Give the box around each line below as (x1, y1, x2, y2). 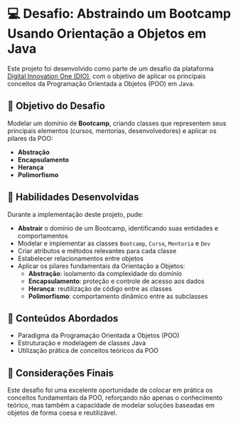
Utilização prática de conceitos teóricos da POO (17, 346, 158, 355)
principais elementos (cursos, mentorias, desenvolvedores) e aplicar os (7, 126, 217, 135)
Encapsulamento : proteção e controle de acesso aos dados (28, 277, 205, 285)
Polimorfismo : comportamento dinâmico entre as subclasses (28, 292, 208, 300)
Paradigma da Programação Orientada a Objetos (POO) (17, 332, 180, 340)
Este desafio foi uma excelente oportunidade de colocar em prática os (7, 386, 213, 395)
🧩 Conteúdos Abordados (7, 312, 119, 324)
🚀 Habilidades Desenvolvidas (7, 191, 139, 203)
